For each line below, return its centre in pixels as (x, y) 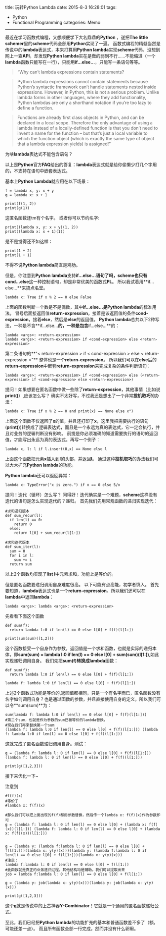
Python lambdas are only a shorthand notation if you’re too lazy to (84, 103)
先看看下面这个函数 (25, 616)
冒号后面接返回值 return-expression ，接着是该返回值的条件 (75, 313)
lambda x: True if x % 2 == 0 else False (48, 297)
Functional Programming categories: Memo (56, 22)
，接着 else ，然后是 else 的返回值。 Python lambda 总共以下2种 (92, 319)
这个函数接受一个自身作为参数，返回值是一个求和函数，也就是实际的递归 (79, 648)
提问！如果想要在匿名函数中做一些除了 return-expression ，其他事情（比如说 (83, 389)
